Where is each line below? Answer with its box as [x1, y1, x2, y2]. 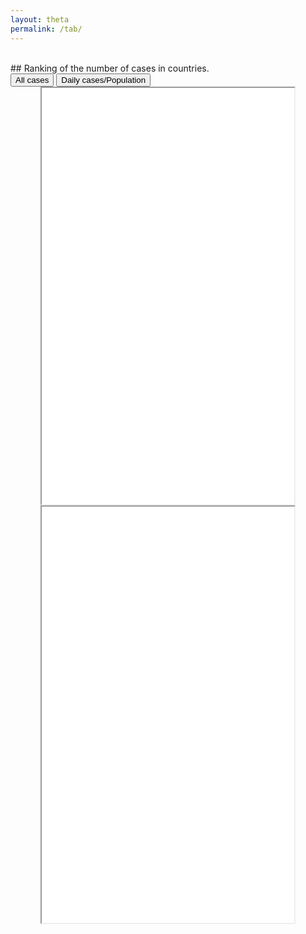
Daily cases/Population [61, 74, 147, 85]
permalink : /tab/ [10, 24, 83, 34]
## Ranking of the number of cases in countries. [10, 62, 210, 74]
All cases [15, 74, 50, 85]
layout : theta [10, 14, 70, 25]
